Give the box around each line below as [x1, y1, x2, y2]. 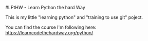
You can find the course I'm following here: [5, 24, 97, 30]
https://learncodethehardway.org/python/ [5, 30, 94, 35]
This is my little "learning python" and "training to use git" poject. [5, 14, 143, 20]
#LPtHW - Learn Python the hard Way [5, 5, 86, 10]
